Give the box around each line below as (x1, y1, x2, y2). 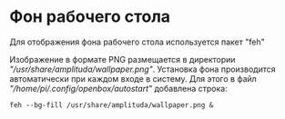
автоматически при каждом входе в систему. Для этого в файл (9, 73, 257, 84)
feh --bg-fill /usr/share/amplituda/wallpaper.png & (9, 100, 214, 110)
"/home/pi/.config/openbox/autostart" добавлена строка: (9, 83, 228, 94)
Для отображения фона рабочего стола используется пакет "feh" (9, 36, 266, 47)
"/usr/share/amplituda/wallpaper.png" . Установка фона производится (9, 64, 276, 74)
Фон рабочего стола (9, 6, 171, 27)
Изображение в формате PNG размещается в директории (9, 54, 236, 64)
